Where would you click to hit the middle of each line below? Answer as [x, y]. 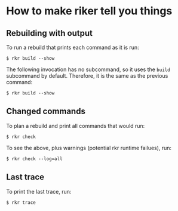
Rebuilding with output [49, 33]
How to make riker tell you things [89, 11]
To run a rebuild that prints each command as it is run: [73, 47]
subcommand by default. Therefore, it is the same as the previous [87, 76]
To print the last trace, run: [39, 191]
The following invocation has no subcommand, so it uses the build [88, 69]
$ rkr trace [21, 202]
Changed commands [46, 111]
